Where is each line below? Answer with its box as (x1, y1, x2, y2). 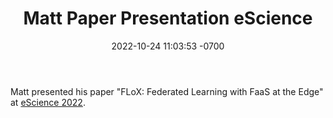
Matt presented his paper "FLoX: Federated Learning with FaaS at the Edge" (10, 85, 324, 97)
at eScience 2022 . (10, 96, 86, 108)
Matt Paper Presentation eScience (23, 7, 313, 30)
